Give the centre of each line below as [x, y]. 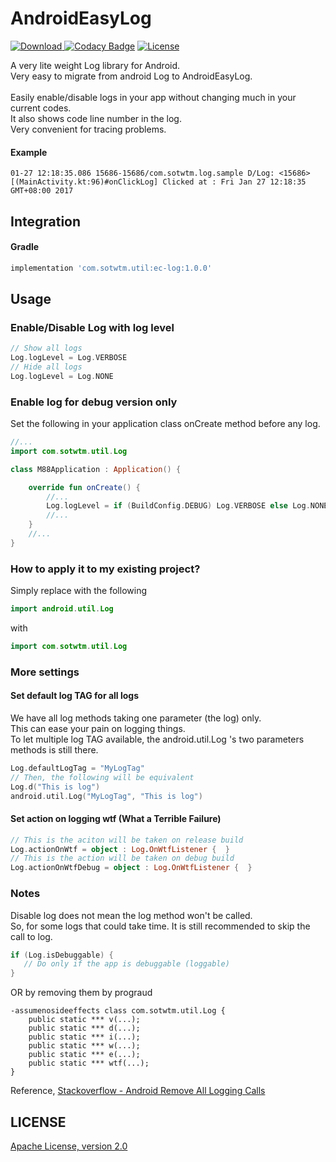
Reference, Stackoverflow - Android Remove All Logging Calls [138, 1091]
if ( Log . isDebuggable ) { [62, 955]
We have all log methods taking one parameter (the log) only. [136, 718]
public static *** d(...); [84, 1028]
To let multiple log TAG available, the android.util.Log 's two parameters [157, 739]
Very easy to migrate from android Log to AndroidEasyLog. [131, 76]
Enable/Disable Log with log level [92, 327]
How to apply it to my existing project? [105, 569]
